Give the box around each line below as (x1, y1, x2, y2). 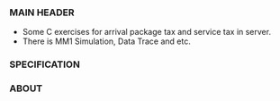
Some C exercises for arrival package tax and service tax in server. (22, 27, 272, 38)
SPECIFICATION (9, 58, 81, 71)
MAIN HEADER (9, 6, 75, 19)
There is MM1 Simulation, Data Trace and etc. (22, 36, 191, 46)
